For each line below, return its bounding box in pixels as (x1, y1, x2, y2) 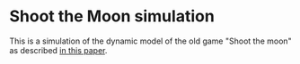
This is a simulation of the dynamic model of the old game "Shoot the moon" (9, 36, 292, 46)
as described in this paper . (9, 44, 108, 55)
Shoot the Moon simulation (9, 6, 216, 27)
